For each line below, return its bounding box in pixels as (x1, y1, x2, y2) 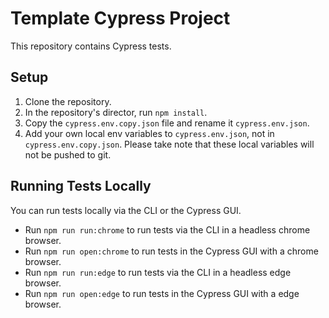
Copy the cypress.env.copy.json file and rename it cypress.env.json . (24, 117, 310, 129)
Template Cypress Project (10, 7, 231, 30)
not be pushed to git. (24, 148, 112, 161)
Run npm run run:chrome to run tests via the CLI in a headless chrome (24, 223, 311, 236)
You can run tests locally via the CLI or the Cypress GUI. (10, 204, 242, 216)
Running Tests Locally (10, 178, 152, 195)
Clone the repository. (24, 95, 112, 107)
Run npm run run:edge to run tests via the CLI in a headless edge (24, 266, 292, 278)
